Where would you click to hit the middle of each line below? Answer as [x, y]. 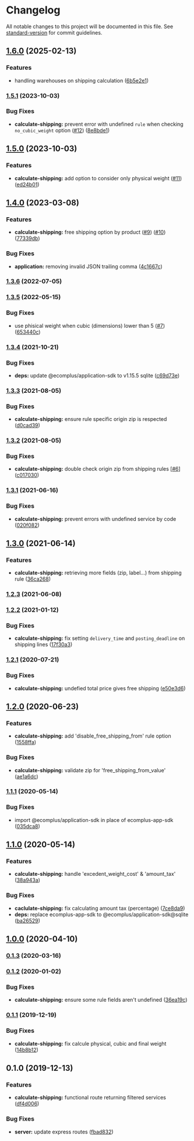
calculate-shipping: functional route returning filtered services [90, 1098]
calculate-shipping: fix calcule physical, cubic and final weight [90, 1043]
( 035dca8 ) [27, 826]
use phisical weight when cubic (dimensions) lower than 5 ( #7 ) [90, 325]
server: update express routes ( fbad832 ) [64, 1132]
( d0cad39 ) [27, 426]
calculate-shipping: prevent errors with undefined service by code [95, 519]
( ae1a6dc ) [27, 776]
